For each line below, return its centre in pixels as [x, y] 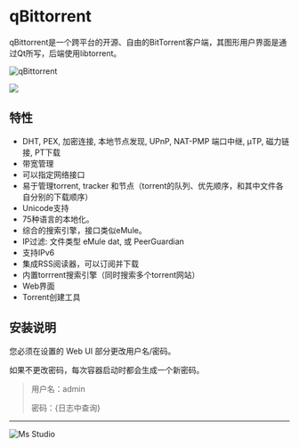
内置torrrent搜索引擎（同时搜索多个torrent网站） [111, 274]
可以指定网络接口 [53, 175]
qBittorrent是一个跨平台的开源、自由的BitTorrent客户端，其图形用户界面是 [144, 42]
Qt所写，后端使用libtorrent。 [69, 53]
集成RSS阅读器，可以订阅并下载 [81, 264]
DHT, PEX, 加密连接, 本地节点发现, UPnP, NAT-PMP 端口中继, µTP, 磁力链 [156, 141]
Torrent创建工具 [51, 297]
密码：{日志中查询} [65, 408]
